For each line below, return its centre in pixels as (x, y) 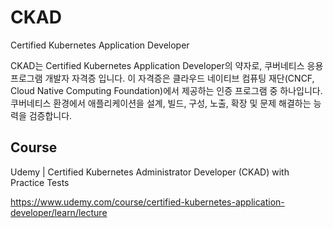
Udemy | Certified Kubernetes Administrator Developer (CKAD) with (150, 172)
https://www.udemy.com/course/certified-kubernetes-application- (147, 202)
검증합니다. (50, 115)
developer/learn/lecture (59, 212)
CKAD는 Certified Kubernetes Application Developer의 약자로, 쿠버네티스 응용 (167, 65)
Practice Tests (40, 182)
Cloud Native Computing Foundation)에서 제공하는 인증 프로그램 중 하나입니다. (166, 90)
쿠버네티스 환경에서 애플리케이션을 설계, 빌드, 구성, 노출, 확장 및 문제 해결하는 (161, 103)
